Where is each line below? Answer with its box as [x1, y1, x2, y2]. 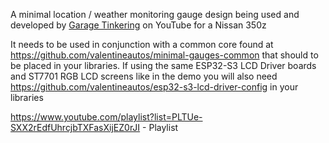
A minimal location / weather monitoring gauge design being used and [10, 9, 300, 20]
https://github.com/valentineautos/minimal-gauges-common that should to [10, 49, 319, 61]
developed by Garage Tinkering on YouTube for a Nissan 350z [10, 19, 267, 31]
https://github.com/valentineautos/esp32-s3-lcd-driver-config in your [10, 81, 299, 93]
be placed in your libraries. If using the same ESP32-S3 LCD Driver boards [10, 60, 317, 71]
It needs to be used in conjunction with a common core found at [10, 39, 274, 50]
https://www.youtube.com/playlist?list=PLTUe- [10, 111, 203, 123]
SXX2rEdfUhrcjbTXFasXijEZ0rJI [10, 122, 141, 133]
